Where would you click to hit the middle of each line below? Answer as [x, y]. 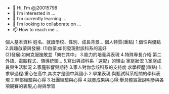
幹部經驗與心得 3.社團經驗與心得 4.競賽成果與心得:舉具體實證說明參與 [87, 80]
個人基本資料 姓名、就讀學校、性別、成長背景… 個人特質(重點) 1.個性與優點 [83, 42]
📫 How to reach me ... [36, 30]
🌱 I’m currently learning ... [39, 18]
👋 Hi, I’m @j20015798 [35, 8]
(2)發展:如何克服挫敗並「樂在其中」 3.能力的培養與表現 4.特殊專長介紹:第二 [83, 55]
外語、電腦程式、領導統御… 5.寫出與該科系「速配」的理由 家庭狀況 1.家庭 [81, 61]
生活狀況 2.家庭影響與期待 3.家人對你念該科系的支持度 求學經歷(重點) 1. [88, 67]
